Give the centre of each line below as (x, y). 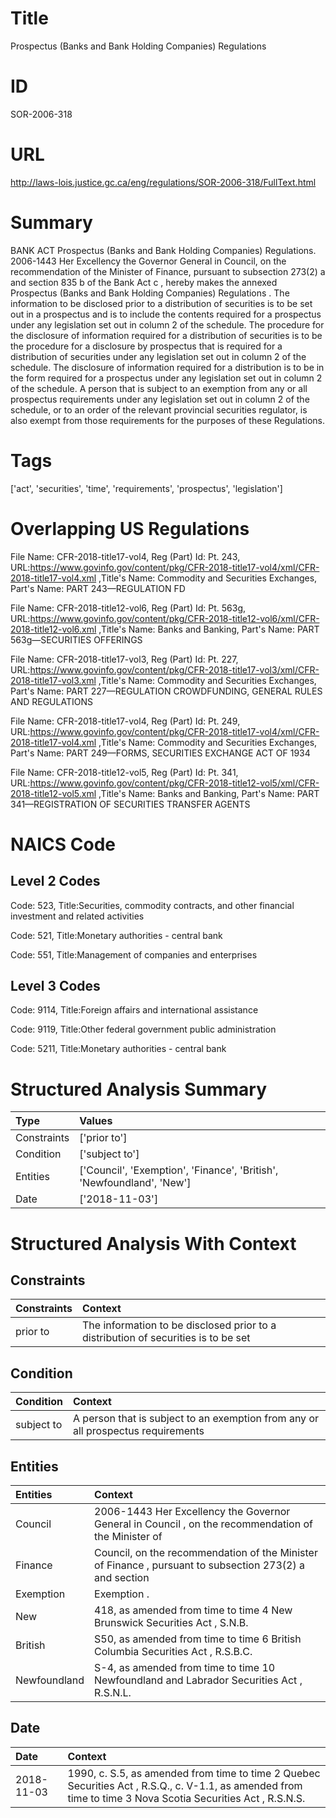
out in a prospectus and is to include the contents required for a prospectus (166, 314)
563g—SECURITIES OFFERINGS (76, 639)
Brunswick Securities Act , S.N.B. (171, 1622)
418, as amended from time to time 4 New (193, 1610)
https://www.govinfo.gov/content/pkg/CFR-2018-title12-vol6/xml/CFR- (174, 618)
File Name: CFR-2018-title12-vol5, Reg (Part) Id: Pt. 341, (124, 772)
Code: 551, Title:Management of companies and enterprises (134, 954)
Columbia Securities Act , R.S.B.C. (173, 1651)
